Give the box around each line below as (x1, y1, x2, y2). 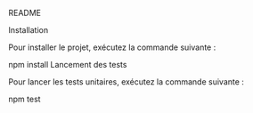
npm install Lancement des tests (8, 60, 127, 69)
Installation (8, 25, 49, 35)
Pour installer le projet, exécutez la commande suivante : (8, 42, 216, 52)
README (8, 8, 42, 18)
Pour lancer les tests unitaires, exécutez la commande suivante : (8, 77, 244, 87)
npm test (8, 93, 41, 104)
